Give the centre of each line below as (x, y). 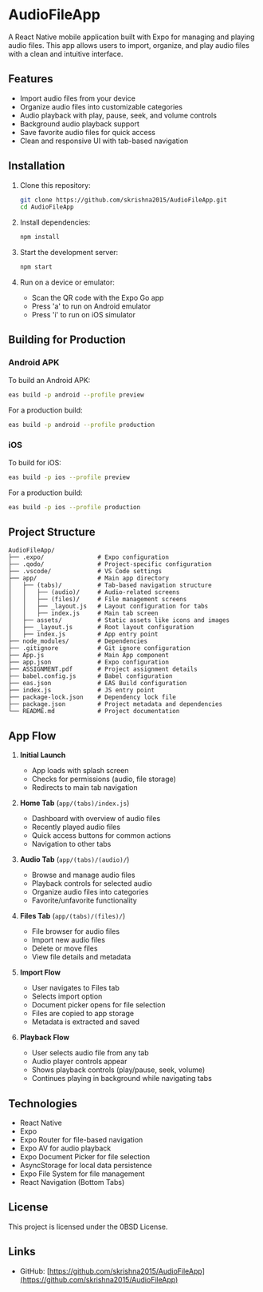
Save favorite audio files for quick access (87, 132)
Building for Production (67, 340)
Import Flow (40, 972)
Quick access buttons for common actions (101, 835)
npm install (39, 237)
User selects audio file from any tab (90, 1053)
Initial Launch (43, 755)
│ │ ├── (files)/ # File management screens (98, 600)
